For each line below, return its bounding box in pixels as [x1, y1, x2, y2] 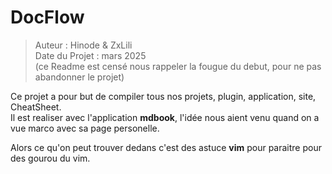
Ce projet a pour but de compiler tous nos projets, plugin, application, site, [10, 90, 317, 102]
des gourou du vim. [10, 152, 91, 164]
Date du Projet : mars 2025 [34, 49, 147, 61]
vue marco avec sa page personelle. [10, 122, 160, 134]
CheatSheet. [10, 101, 62, 113]
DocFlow [10, 6, 85, 29]
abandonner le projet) [34, 71, 125, 83]
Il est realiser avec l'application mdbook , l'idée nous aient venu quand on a [10, 111, 320, 123]
